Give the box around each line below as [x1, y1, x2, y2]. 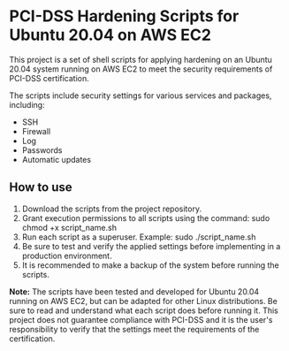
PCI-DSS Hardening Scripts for [9, 6, 240, 27]
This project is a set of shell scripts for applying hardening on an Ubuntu [9, 54, 272, 65]
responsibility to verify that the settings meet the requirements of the [9, 324, 260, 334]
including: [9, 99, 46, 110]
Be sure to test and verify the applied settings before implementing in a [21, 240, 281, 251]
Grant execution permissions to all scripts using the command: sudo [21, 212, 270, 223]
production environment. [21, 250, 112, 261]
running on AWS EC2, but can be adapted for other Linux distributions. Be [9, 295, 278, 306]
